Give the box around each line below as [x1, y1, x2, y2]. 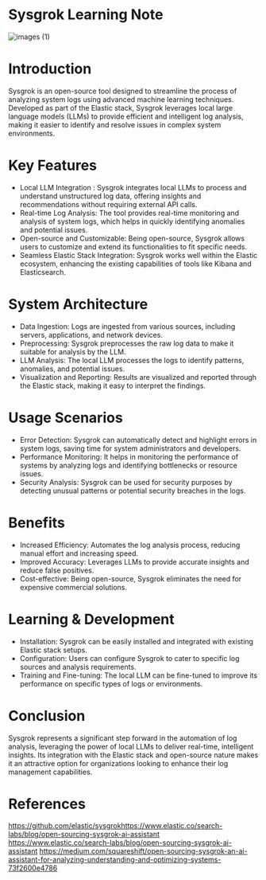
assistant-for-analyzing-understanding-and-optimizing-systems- [8, 855, 222, 865]
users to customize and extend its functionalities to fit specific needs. [19, 241, 248, 252]
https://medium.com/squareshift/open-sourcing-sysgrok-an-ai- [39, 847, 248, 856]
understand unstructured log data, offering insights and [19, 191, 202, 201]
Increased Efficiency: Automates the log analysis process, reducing [19, 540, 241, 550]
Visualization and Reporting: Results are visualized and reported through [19, 372, 256, 381]
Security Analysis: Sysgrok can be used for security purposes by [19, 477, 233, 487]
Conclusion [8, 706, 86, 725]
